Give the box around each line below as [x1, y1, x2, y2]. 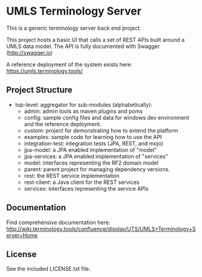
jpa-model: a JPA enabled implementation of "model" [24, 146, 157, 153]
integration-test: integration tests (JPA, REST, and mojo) [24, 140, 164, 147]
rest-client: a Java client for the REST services [24, 178, 140, 186]
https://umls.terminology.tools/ [6, 67, 83, 74]
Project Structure [6, 85, 73, 95]
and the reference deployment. [24, 120, 102, 128]
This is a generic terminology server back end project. [6, 24, 142, 32]
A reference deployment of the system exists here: [6, 61, 132, 68]
